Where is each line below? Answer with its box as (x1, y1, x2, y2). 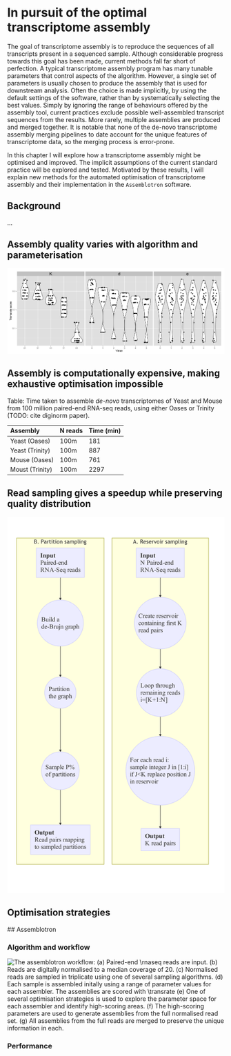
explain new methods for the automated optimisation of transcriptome (7, 172, 205, 181)
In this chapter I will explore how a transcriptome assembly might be (7, 150, 201, 159)
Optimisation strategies (7, 907, 111, 919)
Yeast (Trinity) (10, 446, 50, 455)
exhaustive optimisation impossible (7, 378, 163, 390)
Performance (7, 1041, 53, 1050)
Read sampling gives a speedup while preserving (7, 488, 223, 499)
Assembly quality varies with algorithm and (7, 239, 199, 250)
